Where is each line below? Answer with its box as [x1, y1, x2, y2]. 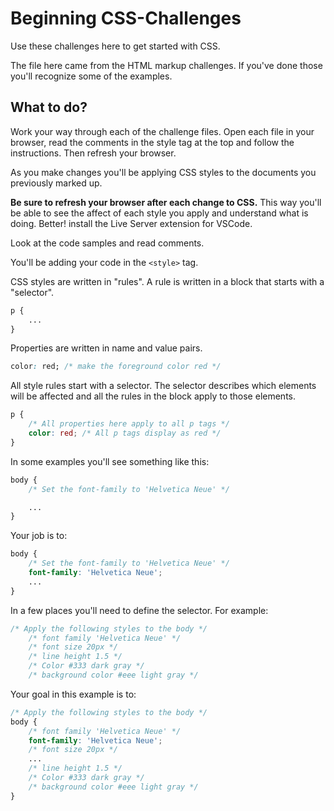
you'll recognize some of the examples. [10, 70, 173, 82]
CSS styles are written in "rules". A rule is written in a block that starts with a [10, 275, 325, 287]
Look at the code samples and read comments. [10, 237, 205, 249]
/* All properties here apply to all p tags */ [28, 419, 230, 429]
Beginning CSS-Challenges [10, 7, 242, 30]
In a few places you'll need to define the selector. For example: [10, 604, 269, 616]
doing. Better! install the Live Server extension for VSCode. [10, 217, 253, 229]
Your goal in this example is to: [10, 688, 137, 700]
